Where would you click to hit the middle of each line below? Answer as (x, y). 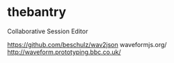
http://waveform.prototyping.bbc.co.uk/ (64, 52)
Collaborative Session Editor (48, 31)
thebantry (37, 12)
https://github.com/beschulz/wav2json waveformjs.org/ (87, 44)
